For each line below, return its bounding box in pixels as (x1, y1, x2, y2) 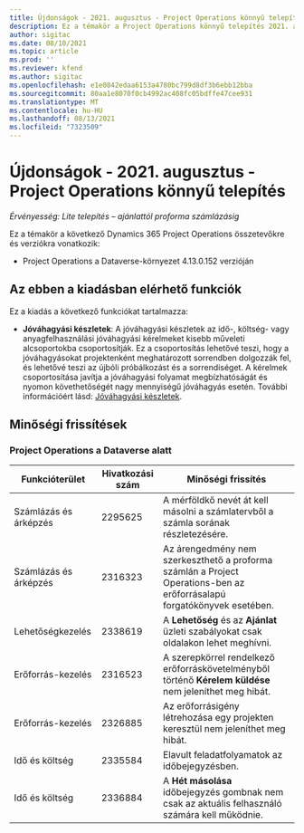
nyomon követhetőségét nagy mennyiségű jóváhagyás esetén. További (22, 381, 288, 392)
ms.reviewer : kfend (9, 64, 83, 73)
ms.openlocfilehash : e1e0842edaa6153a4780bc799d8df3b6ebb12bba (9, 81, 253, 90)
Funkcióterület (21, 473, 86, 485)
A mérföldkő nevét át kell (162, 494, 269, 507)
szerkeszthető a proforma (162, 554, 273, 567)
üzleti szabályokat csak (162, 626, 262, 638)
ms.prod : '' (9, 55, 54, 64)
